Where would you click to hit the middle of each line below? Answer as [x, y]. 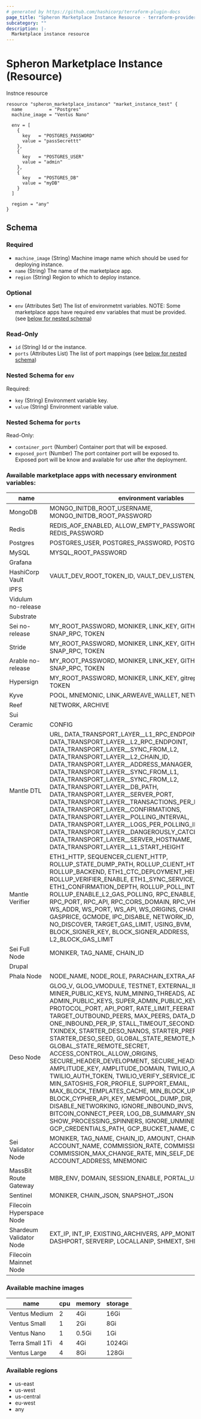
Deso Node [25, 1057]
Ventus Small [28, 1323]
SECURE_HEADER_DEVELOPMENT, [99, 1061]
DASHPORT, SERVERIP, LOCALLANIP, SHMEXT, [117, 1241]
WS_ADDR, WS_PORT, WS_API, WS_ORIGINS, [113, 910]
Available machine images [45, 1288]
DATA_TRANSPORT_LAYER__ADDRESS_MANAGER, [121, 765]
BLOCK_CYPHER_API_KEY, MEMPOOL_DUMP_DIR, [121, 1099]
